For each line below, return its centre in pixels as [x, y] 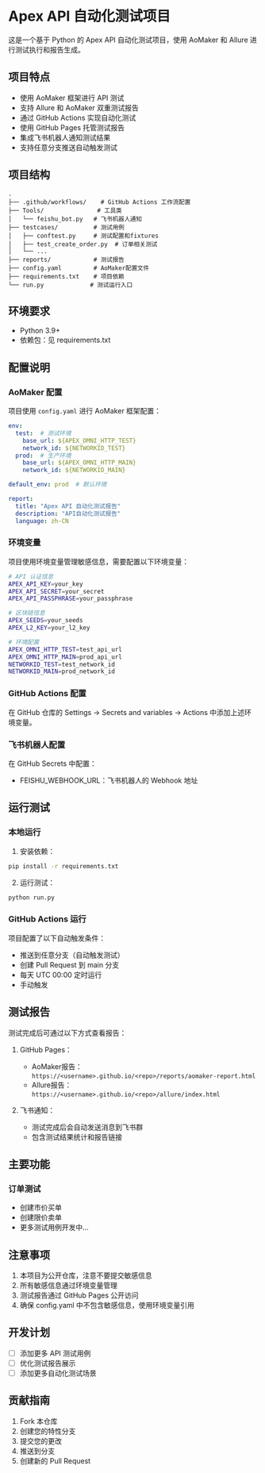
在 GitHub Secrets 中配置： [52, 763]
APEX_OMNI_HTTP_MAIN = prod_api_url [65, 657]
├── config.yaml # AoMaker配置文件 [79, 268]
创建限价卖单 [40, 1217]
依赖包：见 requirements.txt [65, 340]
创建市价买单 [40, 1208]
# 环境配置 [24, 642]
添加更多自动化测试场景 [58, 1373]
